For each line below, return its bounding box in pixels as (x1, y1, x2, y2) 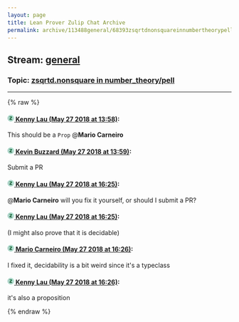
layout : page (7, 11, 46, 19)
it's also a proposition (7, 294, 70, 302)
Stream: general (7, 53, 80, 66)
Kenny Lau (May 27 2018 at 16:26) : (15, 278, 120, 286)
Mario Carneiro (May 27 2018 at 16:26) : (15, 245, 134, 254)
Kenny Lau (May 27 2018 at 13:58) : (15, 115, 120, 123)
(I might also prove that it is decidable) (7, 228, 119, 237)
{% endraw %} (7, 307, 51, 316)
